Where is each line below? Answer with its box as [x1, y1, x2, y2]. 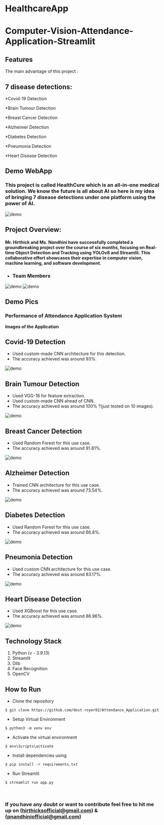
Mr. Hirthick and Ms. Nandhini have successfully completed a [5, 239, 134, 245]
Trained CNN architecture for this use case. [12, 482, 101, 488]
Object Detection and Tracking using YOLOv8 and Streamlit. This [15, 249, 151, 255]
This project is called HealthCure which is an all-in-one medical [5, 182, 160, 189]
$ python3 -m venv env [5, 725, 52, 731]
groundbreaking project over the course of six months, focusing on [5, 244, 145, 250]
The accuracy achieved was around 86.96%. [12, 613, 103, 619]
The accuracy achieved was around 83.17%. [12, 571, 102, 577]
